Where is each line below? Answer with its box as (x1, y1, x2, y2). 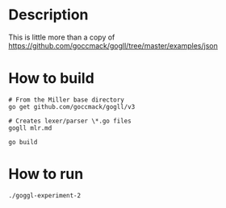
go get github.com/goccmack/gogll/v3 (8, 102, 136, 110)
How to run (8, 165, 84, 183)
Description (8, 6, 89, 24)
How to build (8, 69, 94, 88)
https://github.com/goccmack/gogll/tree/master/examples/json (8, 40, 218, 50)
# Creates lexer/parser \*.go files (8, 117, 132, 125)
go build (8, 138, 38, 146)
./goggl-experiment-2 (8, 191, 82, 199)
